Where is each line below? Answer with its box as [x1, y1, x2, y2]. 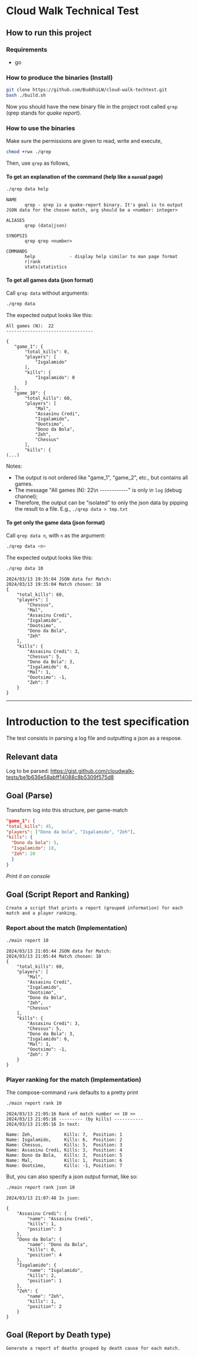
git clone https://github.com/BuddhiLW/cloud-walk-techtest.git [6, 87, 167, 93]
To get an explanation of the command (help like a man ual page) [6, 173, 163, 180]
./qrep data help [6, 186, 49, 193]
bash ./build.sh [6, 93, 46, 99]
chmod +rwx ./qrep [6, 149, 51, 155]
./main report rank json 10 [6, 1184, 75, 1190]
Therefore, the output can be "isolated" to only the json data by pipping [14, 499, 189, 506]
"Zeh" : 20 [11, 851, 35, 857]
